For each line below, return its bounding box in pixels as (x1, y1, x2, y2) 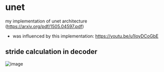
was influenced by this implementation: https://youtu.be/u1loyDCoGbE (12, 33, 159, 39)
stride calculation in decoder (5, 47, 97, 56)
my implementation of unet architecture (5, 18, 87, 24)
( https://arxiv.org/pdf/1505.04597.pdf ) (5, 23, 84, 29)
